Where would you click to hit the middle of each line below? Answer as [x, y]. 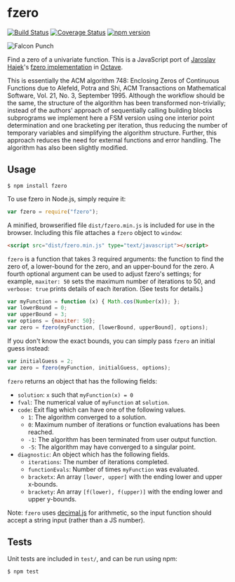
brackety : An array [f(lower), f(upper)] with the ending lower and [125, 492]
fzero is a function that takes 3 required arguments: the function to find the [116, 259]
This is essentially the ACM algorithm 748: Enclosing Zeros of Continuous [113, 80]
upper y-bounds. [52, 499]
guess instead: [29, 348]
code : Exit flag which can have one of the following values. [101, 410]
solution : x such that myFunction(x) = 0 [75, 395]
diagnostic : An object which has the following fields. [93, 454]
